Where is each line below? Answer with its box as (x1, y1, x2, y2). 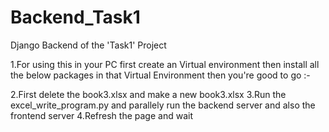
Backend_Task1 (10, 6, 141, 29)
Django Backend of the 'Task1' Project (10, 39, 167, 51)
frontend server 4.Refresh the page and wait (10, 109, 193, 121)
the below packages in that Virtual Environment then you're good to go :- (10, 69, 311, 81)
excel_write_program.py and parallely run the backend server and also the (10, 99, 316, 111)
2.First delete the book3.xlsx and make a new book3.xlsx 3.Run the (10, 88, 287, 100)
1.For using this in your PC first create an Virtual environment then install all (10, 58, 320, 70)
